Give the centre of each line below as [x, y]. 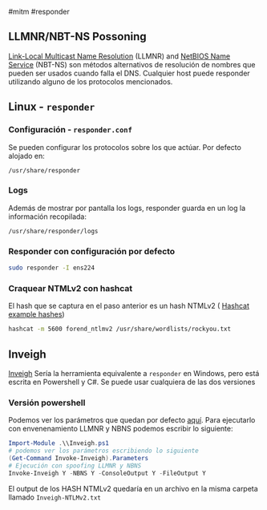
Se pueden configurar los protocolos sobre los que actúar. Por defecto [125, 147]
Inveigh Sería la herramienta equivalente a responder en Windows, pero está [134, 373]
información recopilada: [47, 217]
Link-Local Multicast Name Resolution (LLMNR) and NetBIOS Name [119, 56]
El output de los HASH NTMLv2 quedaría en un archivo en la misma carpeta [133, 488]
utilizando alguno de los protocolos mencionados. [91, 81]
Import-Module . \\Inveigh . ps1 [59, 443]
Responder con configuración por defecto [92, 251]
